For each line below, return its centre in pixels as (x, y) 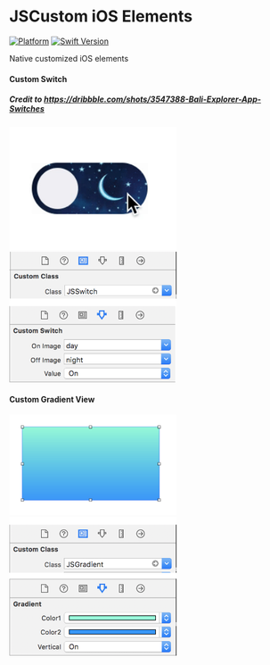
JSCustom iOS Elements (101, 17)
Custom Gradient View (52, 400)
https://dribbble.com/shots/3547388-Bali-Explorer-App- (152, 99)
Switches (27, 109)
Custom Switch (38, 79)
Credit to (26, 99)
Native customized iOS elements (69, 58)
